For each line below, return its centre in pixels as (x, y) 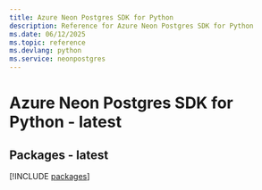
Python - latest (66, 122)
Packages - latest (59, 155)
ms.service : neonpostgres (57, 59)
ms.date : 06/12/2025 (48, 34)
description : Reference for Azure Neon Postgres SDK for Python (131, 26)
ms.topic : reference (48, 42)
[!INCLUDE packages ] (50, 176)
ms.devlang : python (46, 51)
